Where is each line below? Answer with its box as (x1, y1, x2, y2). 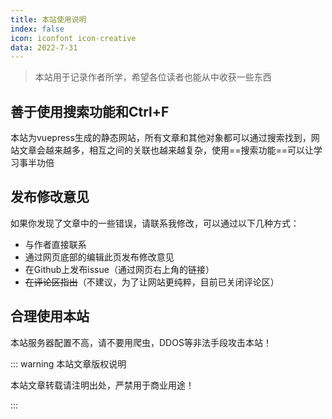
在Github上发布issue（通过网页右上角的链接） (24, 263, 215, 275)
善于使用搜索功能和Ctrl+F (10, 103, 170, 120)
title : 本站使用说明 (10, 14, 87, 25)
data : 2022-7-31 (10, 42, 78, 53)
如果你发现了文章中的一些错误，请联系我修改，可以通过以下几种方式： (10, 217, 300, 229)
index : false (10, 24, 65, 34)
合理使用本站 (10, 308, 90, 325)
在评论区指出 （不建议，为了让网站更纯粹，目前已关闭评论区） (24, 276, 280, 288)
